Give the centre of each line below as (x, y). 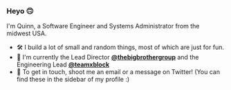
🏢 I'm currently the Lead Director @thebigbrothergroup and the (108, 57)
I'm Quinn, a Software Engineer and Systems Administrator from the (103, 26)
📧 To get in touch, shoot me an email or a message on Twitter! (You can (118, 72)
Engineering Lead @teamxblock (63, 64)
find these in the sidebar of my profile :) (73, 80)
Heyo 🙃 (20, 11)
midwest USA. (27, 33)
